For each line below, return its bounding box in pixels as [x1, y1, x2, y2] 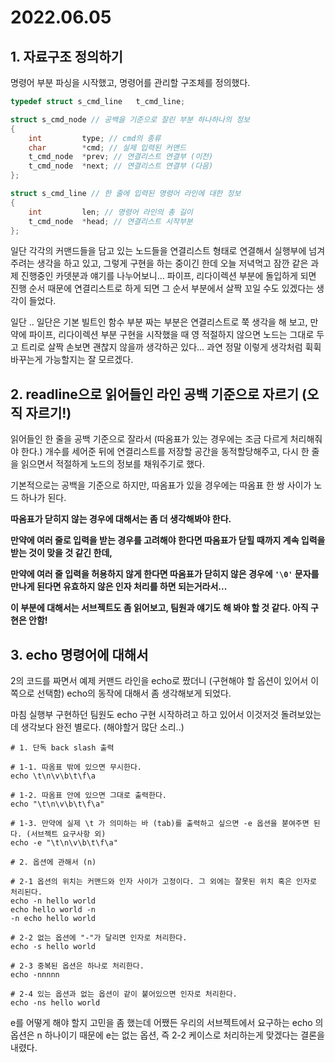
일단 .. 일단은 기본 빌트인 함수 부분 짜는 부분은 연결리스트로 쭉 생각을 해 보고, [10, 316, 308, 328]
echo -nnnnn [10, 970, 60, 980]
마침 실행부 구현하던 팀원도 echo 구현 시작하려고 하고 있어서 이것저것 [10, 709, 279, 720]
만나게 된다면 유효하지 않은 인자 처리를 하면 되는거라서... [10, 581, 228, 593]
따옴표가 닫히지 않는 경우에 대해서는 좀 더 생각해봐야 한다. [10, 513, 232, 525]
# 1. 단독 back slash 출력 [10, 743, 115, 753]
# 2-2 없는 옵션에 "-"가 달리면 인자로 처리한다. [10, 933, 188, 943]
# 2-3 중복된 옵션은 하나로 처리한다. [10, 961, 145, 971]
